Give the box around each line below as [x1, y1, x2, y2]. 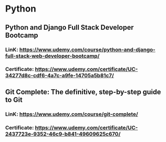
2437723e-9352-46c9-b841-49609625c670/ [5, 130, 121, 137]
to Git [5, 95, 23, 104]
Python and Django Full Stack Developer [5, 23, 134, 32]
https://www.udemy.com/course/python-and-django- [19, 46, 156, 53]
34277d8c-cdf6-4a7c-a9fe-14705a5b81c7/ [5, 72, 114, 79]
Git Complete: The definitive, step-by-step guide [5, 88, 161, 96]
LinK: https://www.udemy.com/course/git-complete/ [5, 110, 138, 117]
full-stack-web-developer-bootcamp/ [5, 52, 100, 59]
